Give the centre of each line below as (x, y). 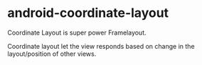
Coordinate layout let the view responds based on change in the (101, 46)
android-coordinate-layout (88, 13)
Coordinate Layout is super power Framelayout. (77, 32)
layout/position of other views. (52, 54)
